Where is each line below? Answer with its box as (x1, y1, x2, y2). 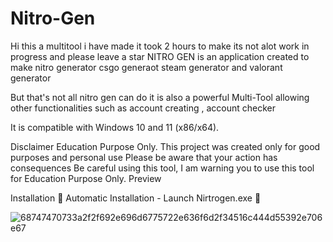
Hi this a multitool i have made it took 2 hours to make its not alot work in (10, 40, 310, 52)
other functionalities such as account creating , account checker (10, 102, 276, 114)
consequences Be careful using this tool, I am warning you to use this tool (10, 162, 315, 174)
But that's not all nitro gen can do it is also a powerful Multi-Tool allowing (10, 91, 310, 103)
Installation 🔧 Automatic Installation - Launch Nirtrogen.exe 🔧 (10, 192, 262, 204)
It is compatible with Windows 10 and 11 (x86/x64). (10, 121, 220, 133)
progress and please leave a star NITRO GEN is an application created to (10, 50, 310, 62)
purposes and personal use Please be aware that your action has (10, 151, 278, 163)
